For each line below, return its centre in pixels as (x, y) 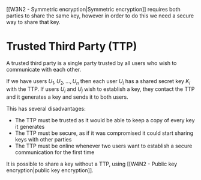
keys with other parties (43, 139)
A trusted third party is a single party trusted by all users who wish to (91, 63)
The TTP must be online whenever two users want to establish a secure (103, 146)
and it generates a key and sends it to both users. (67, 97)
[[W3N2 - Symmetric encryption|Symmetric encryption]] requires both (94, 9)
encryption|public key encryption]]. (50, 170)
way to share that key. (34, 22)
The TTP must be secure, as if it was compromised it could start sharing (104, 133)
